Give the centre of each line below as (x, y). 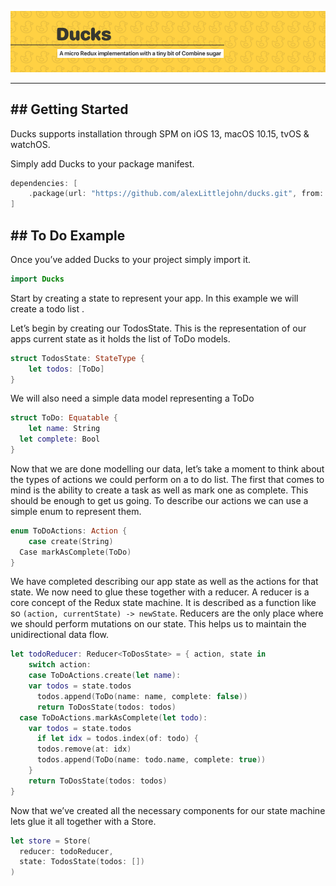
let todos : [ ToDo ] (66, 369)
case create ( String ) (71, 541)
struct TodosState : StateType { (77, 358)
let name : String (64, 429)
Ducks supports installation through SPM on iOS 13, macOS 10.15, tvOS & (160, 133)
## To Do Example (68, 235)
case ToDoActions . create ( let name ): (105, 676)
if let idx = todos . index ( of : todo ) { (117, 739)
